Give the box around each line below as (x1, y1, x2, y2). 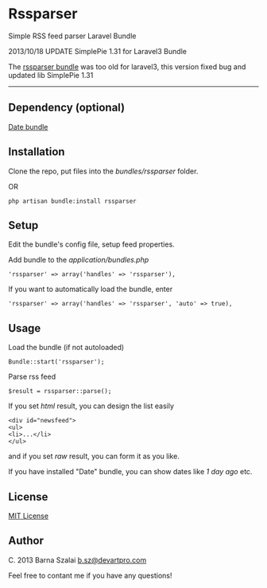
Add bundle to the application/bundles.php (8, 255, 149, 265)
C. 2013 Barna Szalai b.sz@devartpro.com (8, 555, 147, 565)
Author (8, 534, 44, 547)
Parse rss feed (8, 372, 56, 382)
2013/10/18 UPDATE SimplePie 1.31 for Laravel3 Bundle (8, 46, 187, 56)
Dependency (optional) (8, 101, 126, 115)
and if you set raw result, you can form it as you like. (8, 451, 180, 461)
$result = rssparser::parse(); (8, 387, 112, 395)
